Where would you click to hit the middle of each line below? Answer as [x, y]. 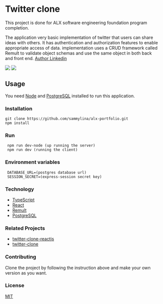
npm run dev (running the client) [42, 150]
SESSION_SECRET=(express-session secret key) [54, 177]
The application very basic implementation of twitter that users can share [79, 37]
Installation [19, 108]
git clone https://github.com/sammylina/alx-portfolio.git [67, 119]
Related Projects [25, 228]
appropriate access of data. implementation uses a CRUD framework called [81, 48]
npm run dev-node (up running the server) [51, 146]
